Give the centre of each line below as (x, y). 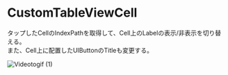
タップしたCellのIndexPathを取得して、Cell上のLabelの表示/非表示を (105, 33)
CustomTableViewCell (72, 13)
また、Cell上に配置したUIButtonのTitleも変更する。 (80, 50)
